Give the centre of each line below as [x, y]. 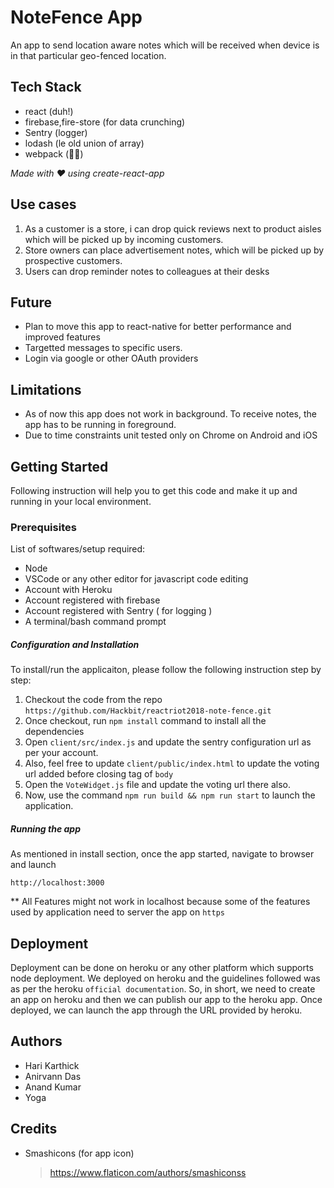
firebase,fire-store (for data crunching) [105, 122]
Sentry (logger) [56, 132]
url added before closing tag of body [99, 774]
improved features [62, 337]
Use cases [43, 204]
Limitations [46, 389]
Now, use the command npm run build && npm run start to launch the [170, 795]
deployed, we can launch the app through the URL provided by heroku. [156, 1010]
